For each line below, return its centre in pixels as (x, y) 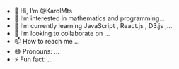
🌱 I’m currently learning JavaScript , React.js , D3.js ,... (93, 26)
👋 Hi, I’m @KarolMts (43, 11)
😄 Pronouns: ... (37, 51)
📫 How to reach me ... (47, 41)
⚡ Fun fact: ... (33, 59)
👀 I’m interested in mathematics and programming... (89, 18)
